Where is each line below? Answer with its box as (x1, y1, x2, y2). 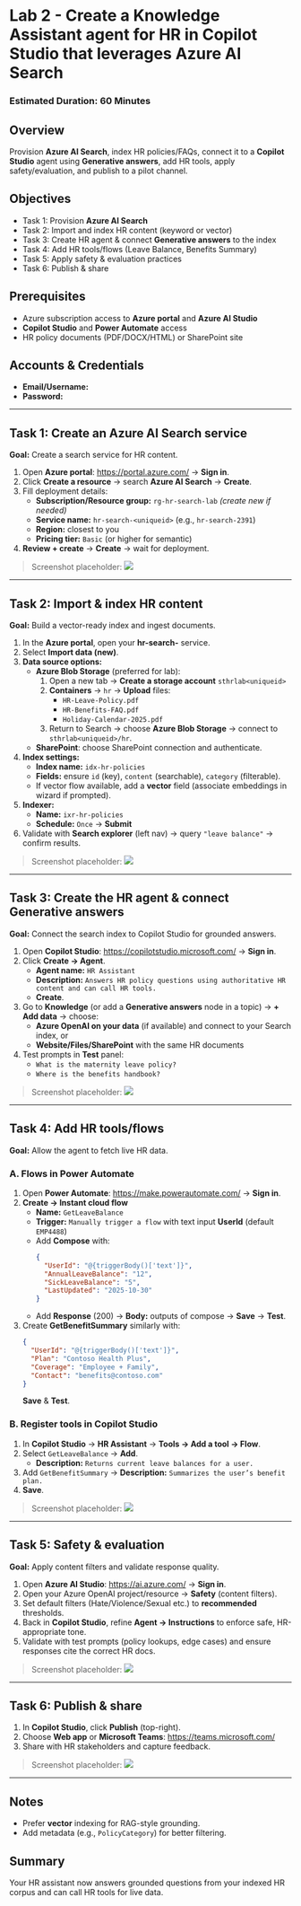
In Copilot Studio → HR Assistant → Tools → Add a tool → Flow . (21, 1438, 262, 1449)
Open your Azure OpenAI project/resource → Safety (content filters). (21, 1588, 278, 1599)
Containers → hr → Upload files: (48, 684, 171, 696)
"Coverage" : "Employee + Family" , (30, 1362, 159, 1372)
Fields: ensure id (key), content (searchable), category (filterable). (35, 770, 281, 781)
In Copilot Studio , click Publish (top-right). (21, 1722, 181, 1733)
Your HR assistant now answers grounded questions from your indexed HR (9, 1877, 285, 1888)
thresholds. (21, 1607, 64, 1618)
